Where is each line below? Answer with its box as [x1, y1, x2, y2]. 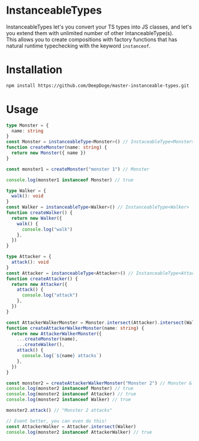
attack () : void [11, 259, 49, 265]
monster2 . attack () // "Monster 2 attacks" [6, 408, 113, 414]
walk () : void [11, 193, 44, 199]
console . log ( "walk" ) [21, 226, 73, 232]
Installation [6, 63, 63, 77]
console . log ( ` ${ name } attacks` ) [21, 353, 102, 359]
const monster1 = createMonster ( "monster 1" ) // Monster [6, 166, 150, 172]
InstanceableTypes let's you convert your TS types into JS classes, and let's [6, 23, 192, 30]
